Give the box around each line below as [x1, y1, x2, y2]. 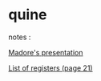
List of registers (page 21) [8, 63, 94, 73]
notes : [8, 32, 31, 42]
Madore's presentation [8, 47, 83, 57]
